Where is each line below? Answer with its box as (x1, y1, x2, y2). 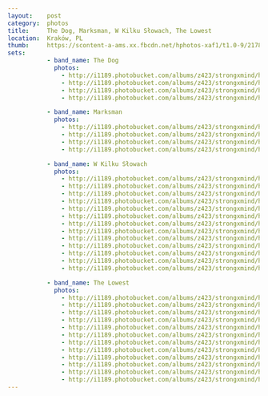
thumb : (7, 42, 30, 50)
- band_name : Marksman (46, 108, 123, 116)
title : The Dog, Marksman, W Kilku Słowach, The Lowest (7, 26, 213, 34)
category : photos (7, 19, 69, 27)
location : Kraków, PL (7, 34, 83, 42)
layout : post (7, 11, 62, 20)
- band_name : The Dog (46, 57, 119, 65)
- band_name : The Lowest (46, 278, 130, 287)
